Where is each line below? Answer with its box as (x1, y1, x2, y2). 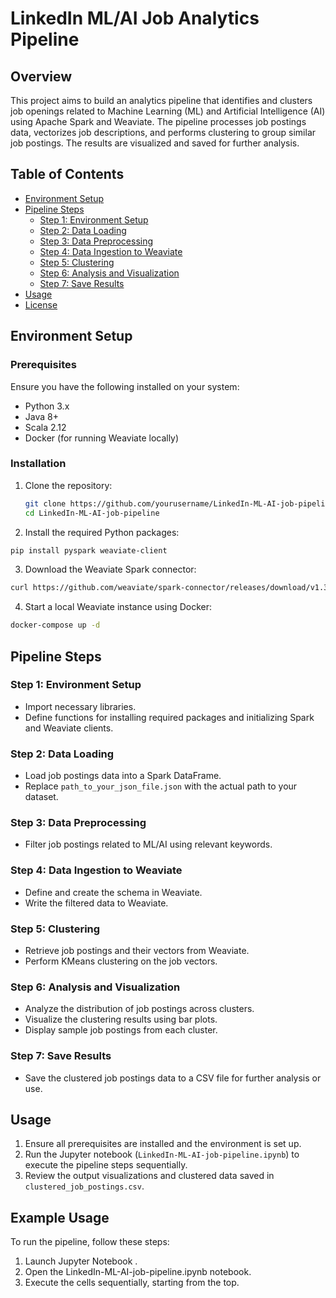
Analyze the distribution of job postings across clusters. (24, 1003, 255, 1015)
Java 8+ (24, 410, 59, 422)
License (24, 298, 58, 311)
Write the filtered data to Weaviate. (24, 897, 169, 909)
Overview (10, 68, 73, 85)
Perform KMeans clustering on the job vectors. (24, 955, 218, 967)
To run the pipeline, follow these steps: (10, 1236, 170, 1248)
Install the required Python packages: (24, 526, 180, 538)
